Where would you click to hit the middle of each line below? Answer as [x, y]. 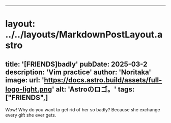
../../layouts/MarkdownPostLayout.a [84, 35]
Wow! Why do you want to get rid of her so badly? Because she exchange [83, 110]
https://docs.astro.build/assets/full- [103, 80]
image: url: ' [25, 80]
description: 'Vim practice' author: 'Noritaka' [78, 72]
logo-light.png [29, 89]
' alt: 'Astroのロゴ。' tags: [93, 89]
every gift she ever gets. [31, 115]
